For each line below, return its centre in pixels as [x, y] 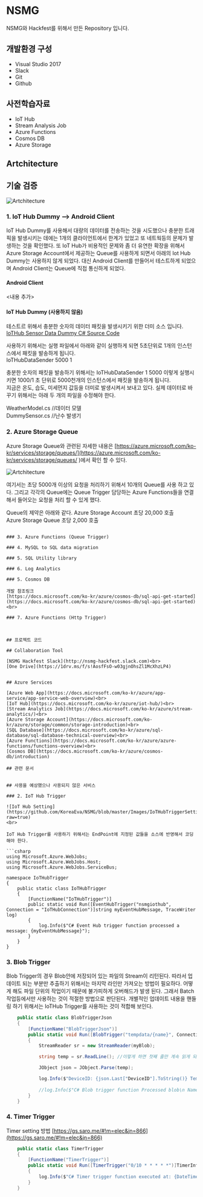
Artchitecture [32, 163]
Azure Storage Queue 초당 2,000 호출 [53, 520]
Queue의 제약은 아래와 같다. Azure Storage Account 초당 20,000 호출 [90, 512]
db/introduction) [28, 756]
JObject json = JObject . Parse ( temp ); [86, 1068]
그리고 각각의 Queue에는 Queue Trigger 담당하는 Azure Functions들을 [98, 492]
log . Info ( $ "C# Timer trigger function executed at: [105, 1177]
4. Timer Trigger [31, 1117]
